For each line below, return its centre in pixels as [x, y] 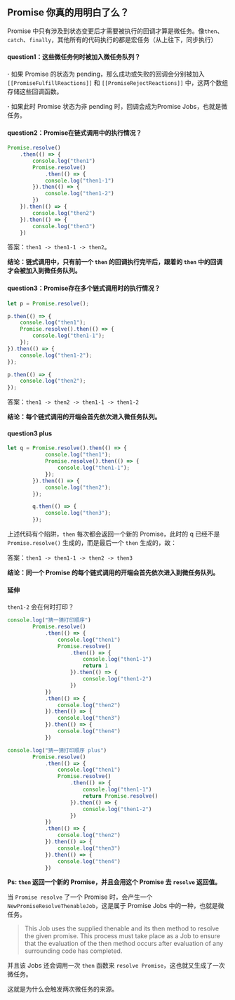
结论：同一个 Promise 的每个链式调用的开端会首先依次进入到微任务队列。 [113, 572]
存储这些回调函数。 [35, 92]
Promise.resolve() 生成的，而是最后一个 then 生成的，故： [92, 542]
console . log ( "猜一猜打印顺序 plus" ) [57, 750]
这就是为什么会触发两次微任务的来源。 [62, 989]
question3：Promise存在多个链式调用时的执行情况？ [84, 288]
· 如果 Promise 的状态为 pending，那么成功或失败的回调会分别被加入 [106, 74]
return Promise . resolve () [120, 796]
